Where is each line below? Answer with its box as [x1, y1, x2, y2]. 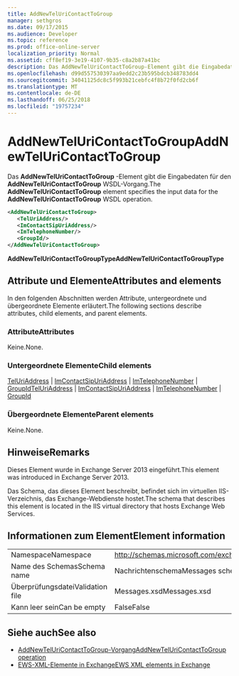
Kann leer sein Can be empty [11, 602, 106, 612]
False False [114, 602, 151, 612]
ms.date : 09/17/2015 [7, 23, 69, 31]
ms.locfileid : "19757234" [7, 103, 84, 110]
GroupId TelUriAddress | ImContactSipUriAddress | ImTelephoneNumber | [7, 385, 222, 393]
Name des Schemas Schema [11, 562, 105, 572]
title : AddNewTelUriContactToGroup [7, 10, 113, 18]
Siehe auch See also [7, 626, 97, 638]
